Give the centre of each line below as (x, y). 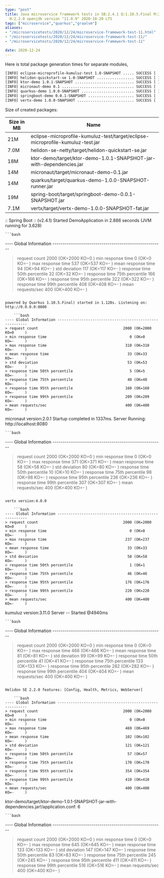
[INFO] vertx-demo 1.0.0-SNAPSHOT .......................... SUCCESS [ (81, 100)
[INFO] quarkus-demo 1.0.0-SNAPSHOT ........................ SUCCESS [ (81, 91)
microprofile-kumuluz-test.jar (65, 142)
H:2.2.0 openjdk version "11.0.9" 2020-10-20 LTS (61, 19)
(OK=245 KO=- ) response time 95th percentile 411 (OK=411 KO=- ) (84, 860)
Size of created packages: (31, 110)
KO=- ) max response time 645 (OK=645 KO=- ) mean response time (86, 844)
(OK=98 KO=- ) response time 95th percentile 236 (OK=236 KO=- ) (85, 477)
